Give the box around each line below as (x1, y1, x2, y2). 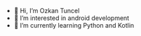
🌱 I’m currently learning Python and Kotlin (13, 21, 135, 29)
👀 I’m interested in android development (13, 14, 130, 22)
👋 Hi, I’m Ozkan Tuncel (13, 7, 80, 15)
